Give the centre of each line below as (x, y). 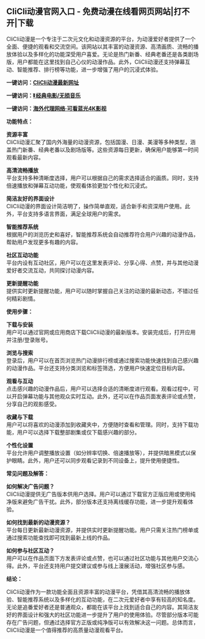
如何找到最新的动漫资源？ (38, 522)
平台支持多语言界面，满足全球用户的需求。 (70, 214)
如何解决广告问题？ (31, 486)
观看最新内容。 (25, 157)
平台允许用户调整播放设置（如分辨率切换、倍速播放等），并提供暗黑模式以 (99, 453)
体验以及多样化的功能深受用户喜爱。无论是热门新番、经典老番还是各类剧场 (105, 54)
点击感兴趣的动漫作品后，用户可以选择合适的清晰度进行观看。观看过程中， (100, 389)
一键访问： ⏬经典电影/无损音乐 (44, 95)
